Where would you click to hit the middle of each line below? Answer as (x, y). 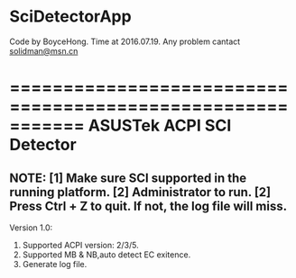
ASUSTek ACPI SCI (160, 126)
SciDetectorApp (71, 17)
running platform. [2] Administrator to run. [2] (140, 192)
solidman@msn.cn (44, 50)
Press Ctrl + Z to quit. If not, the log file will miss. (148, 206)
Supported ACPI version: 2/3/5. (80, 245)
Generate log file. (55, 264)
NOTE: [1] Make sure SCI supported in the (128, 178)
